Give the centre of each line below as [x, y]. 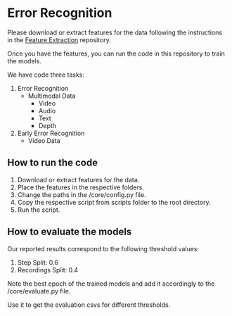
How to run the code [53, 163]
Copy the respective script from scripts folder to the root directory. [114, 202]
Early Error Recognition [51, 133]
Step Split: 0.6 [38, 263]
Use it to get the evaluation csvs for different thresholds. [89, 305]
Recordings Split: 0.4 [48, 270]
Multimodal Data [52, 96]
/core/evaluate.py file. [39, 291]
